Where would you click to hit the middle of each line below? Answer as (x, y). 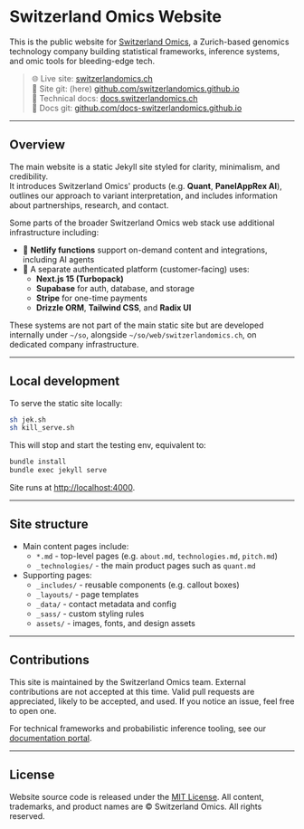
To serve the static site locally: (66, 403)
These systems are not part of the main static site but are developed (137, 325)
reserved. (27, 815)
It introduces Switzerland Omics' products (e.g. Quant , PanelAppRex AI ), (146, 186)
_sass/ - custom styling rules (90, 614)
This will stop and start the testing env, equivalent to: (108, 445)
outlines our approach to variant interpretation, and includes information (143, 195)
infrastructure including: (54, 232)
